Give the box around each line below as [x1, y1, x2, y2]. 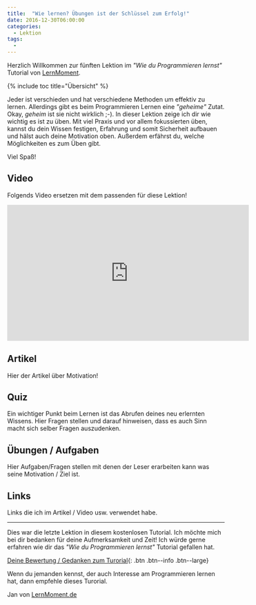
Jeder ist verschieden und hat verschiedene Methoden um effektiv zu [7, 95, 206, 104]
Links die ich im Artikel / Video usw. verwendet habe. [7, 508, 157, 517]
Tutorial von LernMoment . [7, 68, 81, 77]
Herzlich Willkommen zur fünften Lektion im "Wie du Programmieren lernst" [7, 61, 222, 69]
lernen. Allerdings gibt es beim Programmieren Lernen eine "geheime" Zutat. [7, 103, 225, 111]
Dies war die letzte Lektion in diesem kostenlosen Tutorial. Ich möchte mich [7, 528, 221, 537]
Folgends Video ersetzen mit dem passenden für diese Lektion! [7, 191, 188, 199]
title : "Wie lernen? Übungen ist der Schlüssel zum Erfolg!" [7, 10, 190, 17]
